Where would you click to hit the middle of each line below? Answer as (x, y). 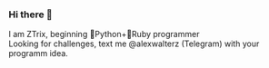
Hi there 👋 (31, 15)
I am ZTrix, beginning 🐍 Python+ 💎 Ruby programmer (104, 34)
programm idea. (39, 53)
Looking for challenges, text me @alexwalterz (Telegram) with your (134, 44)
